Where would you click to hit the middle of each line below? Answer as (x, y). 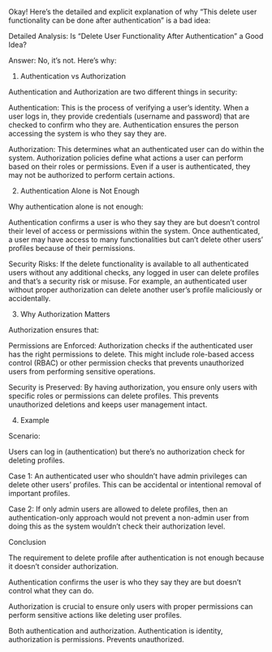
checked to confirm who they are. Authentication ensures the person (124, 125)
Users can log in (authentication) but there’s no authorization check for (127, 451)
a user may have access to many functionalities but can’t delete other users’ (136, 240)
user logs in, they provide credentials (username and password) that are (129, 116)
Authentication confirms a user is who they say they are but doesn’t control (134, 222)
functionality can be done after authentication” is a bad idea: (110, 20)
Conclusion (28, 542)
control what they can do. (51, 591)
